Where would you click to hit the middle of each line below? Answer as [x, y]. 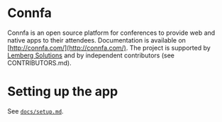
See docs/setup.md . [35, 111]
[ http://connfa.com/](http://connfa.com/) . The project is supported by [109, 48]
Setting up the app [63, 92]
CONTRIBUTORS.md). [40, 62]
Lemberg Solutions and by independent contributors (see [91, 55]
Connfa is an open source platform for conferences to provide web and [111, 33]
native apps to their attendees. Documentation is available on [97, 40]
